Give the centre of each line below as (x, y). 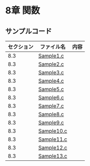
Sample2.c (51, 64)
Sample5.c (51, 89)
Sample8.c (51, 114)
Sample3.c (51, 72)
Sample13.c (53, 156)
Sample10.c (53, 131)
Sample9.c (51, 123)
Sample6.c (51, 97)
